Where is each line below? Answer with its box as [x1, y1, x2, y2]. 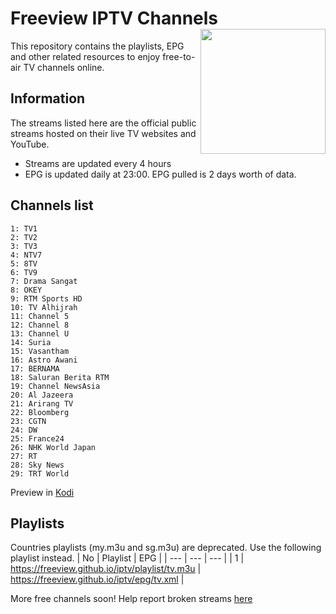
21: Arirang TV [10, 398, 74, 409]
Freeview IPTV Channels [10, 7, 219, 30]
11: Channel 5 [10, 311, 70, 321]
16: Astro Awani [10, 355, 78, 365]
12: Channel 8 [10, 320, 70, 330]
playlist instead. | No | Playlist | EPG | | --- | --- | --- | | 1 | [10, 552, 245, 564]
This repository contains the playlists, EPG [10, 40, 185, 52]
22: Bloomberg [10, 407, 70, 417]
